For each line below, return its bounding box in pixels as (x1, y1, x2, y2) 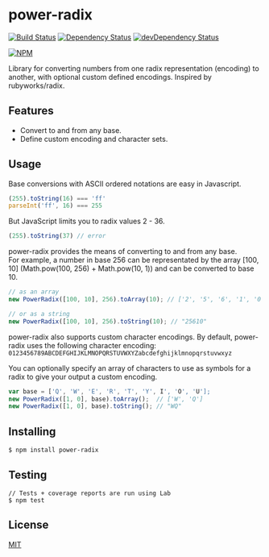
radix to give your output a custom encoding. (8, 372, 158, 381)
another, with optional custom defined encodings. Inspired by (8, 72, 212, 81)
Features (8, 104, 54, 118)
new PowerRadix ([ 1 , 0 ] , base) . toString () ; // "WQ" (8, 402, 182, 410)
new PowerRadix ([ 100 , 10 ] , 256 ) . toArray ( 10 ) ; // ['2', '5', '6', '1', (8, 296, 250, 304)
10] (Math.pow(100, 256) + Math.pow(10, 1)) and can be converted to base (8, 264, 255, 273)
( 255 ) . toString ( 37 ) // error (8, 232, 106, 240)
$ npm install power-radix (8, 446, 99, 455)
